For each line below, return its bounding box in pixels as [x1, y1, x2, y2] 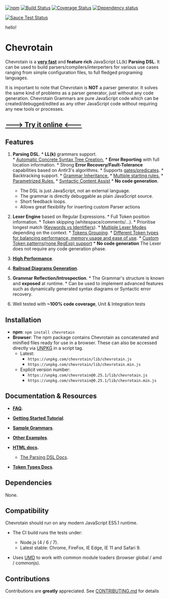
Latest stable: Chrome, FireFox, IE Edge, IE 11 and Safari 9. [20, 545, 141, 551]
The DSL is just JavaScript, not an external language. [20, 188, 131, 194]
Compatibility [5, 506, 49, 515]
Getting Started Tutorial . [12, 415, 65, 421]
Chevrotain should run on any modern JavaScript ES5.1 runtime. [5, 520, 138, 526]
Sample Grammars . [12, 424, 54, 431]
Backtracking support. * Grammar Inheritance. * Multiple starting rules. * [12, 173, 163, 179]
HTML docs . [12, 444, 39, 450]
